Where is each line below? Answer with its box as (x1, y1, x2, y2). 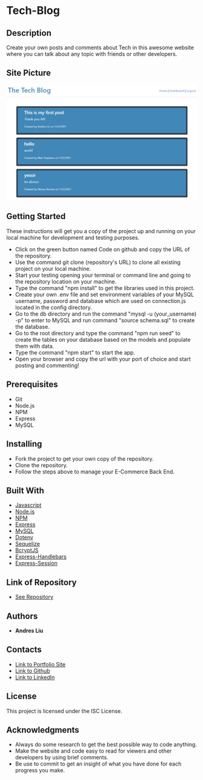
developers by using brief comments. (15, 754, 108, 761)
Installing (6, 439, 42, 449)
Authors (6, 611, 38, 621)
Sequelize (15, 540, 41, 548)
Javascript (15, 501, 42, 509)
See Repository (15, 593, 53, 601)
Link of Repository (6, 577, 77, 588)
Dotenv (15, 534, 33, 541)
